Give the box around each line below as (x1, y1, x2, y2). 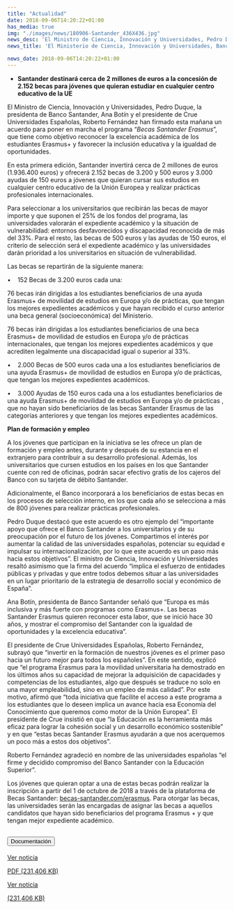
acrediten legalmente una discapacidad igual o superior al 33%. (7, 347, 190, 355)
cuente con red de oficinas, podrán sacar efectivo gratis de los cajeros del (7, 468, 221, 476)
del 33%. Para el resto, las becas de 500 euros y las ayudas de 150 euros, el (7, 233, 226, 242)
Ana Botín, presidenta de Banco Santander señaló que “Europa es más (7, 598, 210, 606)
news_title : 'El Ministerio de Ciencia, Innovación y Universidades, (7, 43, 214, 50)
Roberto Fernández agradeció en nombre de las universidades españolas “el (7, 751, 227, 759)
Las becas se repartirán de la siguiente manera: (7, 262, 144, 270)
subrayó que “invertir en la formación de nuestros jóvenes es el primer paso (7, 648, 225, 656)
